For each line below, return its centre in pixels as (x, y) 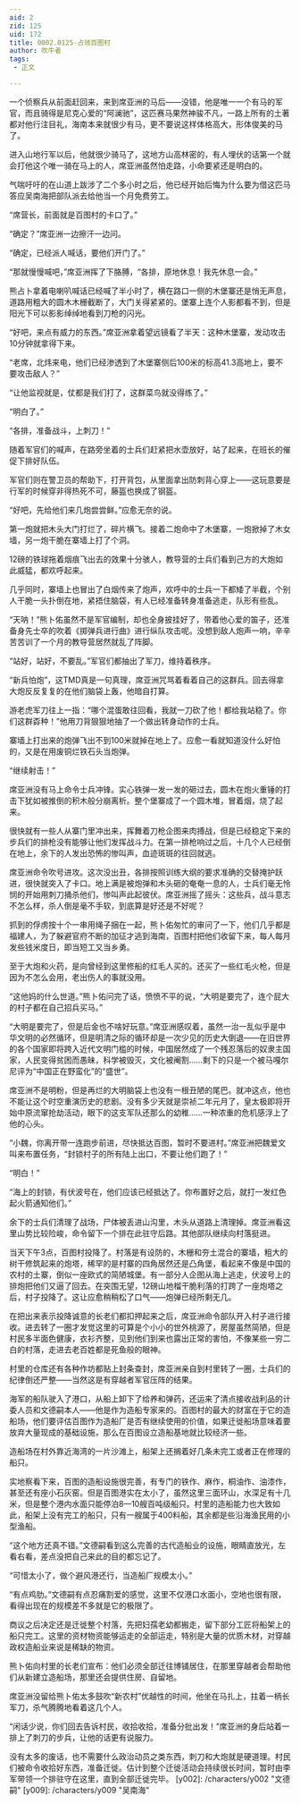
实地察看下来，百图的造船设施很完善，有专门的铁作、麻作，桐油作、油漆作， (150, 1481)
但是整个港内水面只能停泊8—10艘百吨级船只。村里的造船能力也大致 (149, 1503)
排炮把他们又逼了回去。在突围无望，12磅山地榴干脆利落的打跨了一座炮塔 (142, 1285)
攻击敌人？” (38, 373)
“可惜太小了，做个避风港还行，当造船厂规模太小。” (101, 1575)
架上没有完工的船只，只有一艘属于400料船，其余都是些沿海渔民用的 (158, 1515)
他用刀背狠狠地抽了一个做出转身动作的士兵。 (142, 721)
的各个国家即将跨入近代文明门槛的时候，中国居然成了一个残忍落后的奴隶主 (146, 1048)
